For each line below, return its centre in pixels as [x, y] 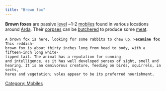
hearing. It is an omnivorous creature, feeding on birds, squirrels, [80, 65]
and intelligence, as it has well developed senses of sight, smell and [82, 61]
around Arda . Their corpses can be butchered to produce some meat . [77, 29]
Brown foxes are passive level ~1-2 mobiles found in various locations [77, 24]
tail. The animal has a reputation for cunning [71, 57]
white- [52, 52]
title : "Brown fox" [25, 10]
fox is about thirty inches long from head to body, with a [82, 48]
